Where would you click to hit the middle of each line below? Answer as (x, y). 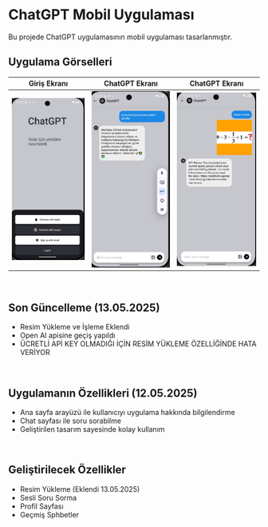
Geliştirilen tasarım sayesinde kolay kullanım (92, 429)
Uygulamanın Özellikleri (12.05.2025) (103, 393)
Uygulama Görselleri (60, 62)
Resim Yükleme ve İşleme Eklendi (75, 327)
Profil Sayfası (41, 506)
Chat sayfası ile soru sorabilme (71, 421)
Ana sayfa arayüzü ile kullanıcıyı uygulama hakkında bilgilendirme (127, 413)
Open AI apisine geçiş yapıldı (67, 335)
